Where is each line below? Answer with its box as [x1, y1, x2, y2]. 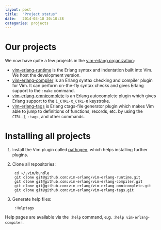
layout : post [5, 7, 32, 12]
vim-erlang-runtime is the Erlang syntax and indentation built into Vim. [12, 67, 153, 73]
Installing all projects [5, 131, 91, 142]
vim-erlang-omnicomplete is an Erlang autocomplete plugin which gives [12, 93, 156, 99]
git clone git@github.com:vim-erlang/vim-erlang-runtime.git [14, 175, 141, 180]
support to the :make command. [12, 88, 75, 94]
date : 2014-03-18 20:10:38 [5, 16, 64, 21]
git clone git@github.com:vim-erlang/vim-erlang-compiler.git [14, 179, 143, 184]
